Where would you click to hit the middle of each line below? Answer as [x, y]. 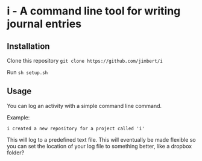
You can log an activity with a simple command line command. [84, 106]
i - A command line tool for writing [94, 11]
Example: [18, 117]
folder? [16, 153]
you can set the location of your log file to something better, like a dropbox [99, 146]
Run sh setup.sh [27, 72]
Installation [28, 46]
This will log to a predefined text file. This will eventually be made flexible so [101, 139]
